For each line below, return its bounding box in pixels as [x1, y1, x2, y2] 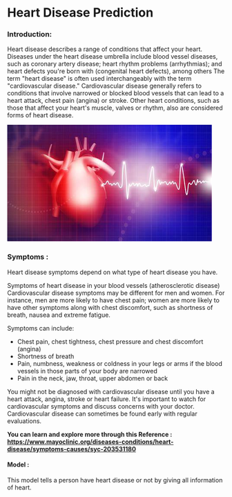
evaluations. [7, 416, 42, 425]
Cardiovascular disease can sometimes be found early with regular [7, 409, 198, 418]
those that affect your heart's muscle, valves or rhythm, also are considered [7, 104, 223, 112]
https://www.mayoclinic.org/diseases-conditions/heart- [7, 437, 174, 446]
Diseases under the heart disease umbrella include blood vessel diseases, [7, 52, 218, 61]
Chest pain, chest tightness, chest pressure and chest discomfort [17, 337, 204, 346]
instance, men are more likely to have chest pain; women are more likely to [7, 295, 220, 304]
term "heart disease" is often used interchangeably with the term [7, 75, 192, 83]
